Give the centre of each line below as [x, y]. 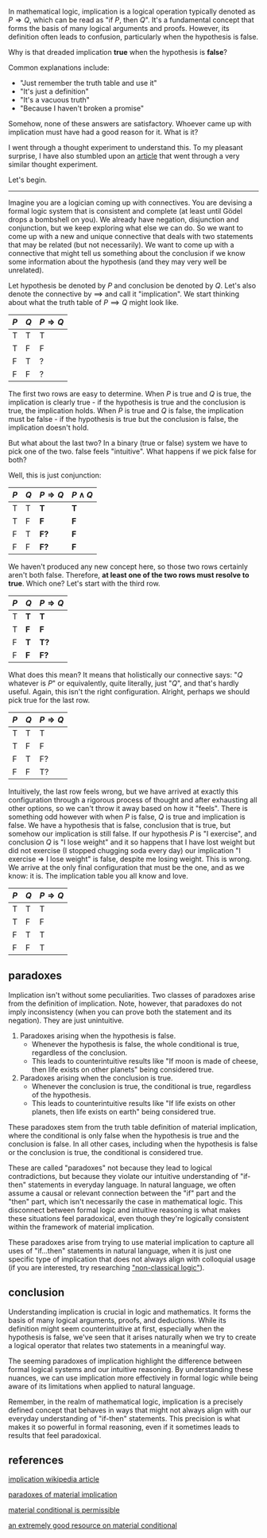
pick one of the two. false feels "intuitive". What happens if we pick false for [132, 451]
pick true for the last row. [49, 700]
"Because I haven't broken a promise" [82, 108]
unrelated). [26, 270]
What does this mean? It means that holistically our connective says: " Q [126, 675]
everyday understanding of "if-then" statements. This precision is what [124, 1418]
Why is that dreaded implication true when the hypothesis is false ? [118, 52]
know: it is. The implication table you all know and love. [98, 876]
